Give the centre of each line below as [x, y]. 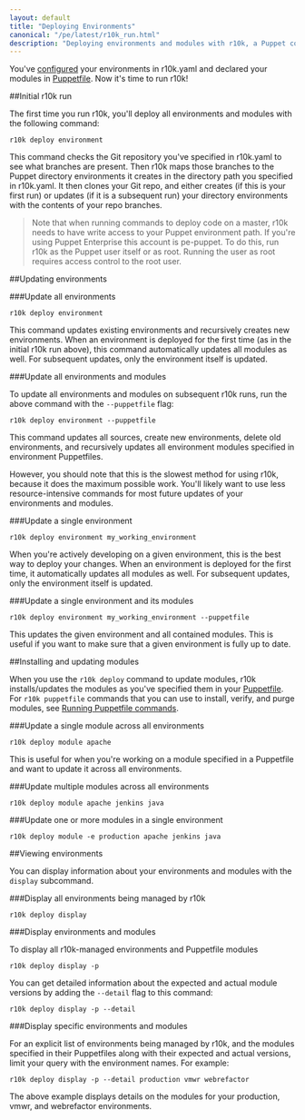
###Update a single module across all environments [107, 726]
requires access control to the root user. [106, 262]
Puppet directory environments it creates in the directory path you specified [151, 176]
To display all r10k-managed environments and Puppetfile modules [134, 949]
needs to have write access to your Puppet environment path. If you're [163, 233]
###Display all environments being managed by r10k [108, 898]
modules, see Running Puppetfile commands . [94, 709]
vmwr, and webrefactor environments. [81, 1106]
